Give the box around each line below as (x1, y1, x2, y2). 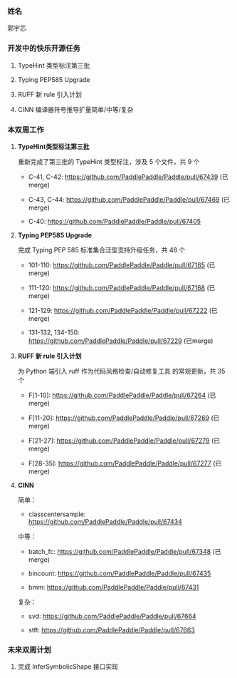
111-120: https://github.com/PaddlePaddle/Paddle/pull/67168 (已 (28, 283, 216, 292)
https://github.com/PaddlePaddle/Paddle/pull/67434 (28, 517, 183, 525)
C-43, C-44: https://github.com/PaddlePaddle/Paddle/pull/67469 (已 (28, 195, 230, 204)
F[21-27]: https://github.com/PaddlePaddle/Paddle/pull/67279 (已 (28, 436, 221, 445)
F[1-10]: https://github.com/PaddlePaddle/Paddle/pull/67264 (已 (28, 391, 216, 399)
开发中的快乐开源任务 (7, 43, 80, 53)
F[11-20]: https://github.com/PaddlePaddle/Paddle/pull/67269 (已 (28, 414, 220, 422)
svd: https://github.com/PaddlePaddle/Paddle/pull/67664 (28, 612, 197, 620)
